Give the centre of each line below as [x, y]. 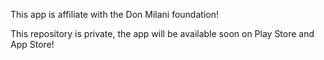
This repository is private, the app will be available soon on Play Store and [162, 33]
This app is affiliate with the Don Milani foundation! [114, 14]
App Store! [32, 44]
